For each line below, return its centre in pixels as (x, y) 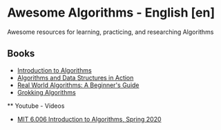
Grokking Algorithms (46, 92)
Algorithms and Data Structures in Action (75, 77)
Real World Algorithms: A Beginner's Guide (78, 85)
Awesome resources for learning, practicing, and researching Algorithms (110, 32)
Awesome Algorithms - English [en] (111, 13)
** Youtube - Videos (36, 106)
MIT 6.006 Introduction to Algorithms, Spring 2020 (89, 119)
